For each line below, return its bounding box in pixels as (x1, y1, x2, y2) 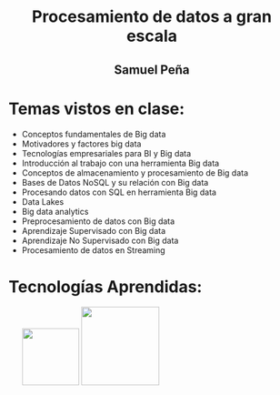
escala (125, 25, 178, 46)
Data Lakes (21, 196, 65, 207)
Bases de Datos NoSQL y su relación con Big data (21, 177, 209, 187)
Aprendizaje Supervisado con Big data (21, 225, 166, 236)
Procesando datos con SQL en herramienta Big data (21, 187, 217, 197)
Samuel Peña (114, 62, 190, 77)
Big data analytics (21, 206, 89, 217)
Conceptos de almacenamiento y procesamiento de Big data (21, 167, 249, 178)
